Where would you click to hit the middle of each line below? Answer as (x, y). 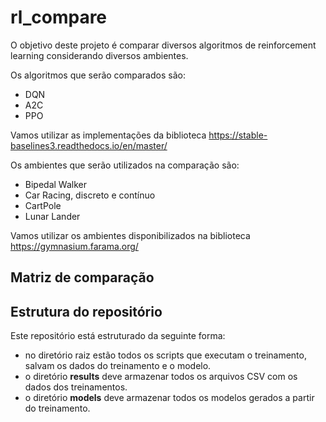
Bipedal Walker (55, 184)
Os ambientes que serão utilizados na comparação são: (125, 165)
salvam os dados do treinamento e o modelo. (118, 366)
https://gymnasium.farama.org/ (74, 246)
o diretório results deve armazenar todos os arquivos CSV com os (161, 377)
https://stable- (238, 135)
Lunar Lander (52, 216)
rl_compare (59, 17)
